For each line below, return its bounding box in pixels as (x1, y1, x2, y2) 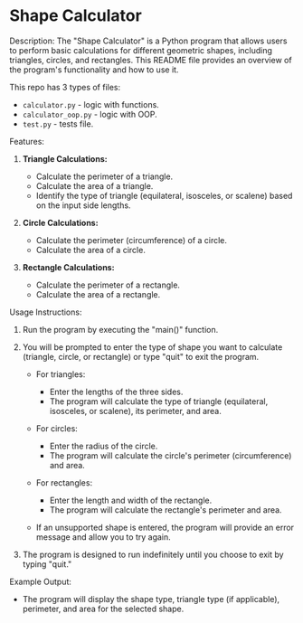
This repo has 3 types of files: (9, 81, 121, 92)
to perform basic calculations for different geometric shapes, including (9, 44, 273, 55)
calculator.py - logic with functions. (22, 99, 160, 109)
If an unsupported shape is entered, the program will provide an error (35, 522, 295, 533)
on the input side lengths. (35, 200, 131, 211)
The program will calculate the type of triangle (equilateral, (49, 395, 269, 407)
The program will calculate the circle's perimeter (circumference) (49, 449, 292, 461)
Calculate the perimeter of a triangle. (35, 171, 174, 182)
